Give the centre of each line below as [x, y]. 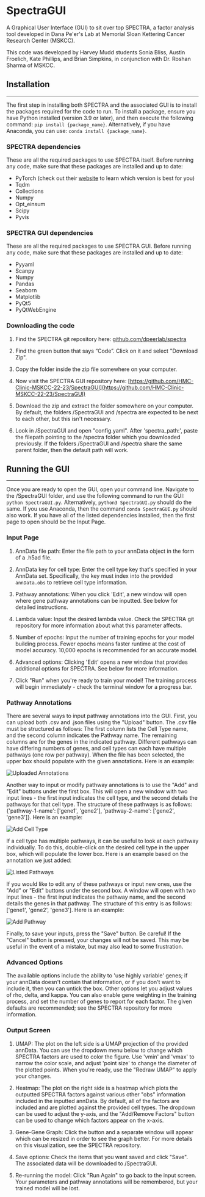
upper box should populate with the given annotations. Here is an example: [100, 761]
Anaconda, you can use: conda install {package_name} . [77, 131]
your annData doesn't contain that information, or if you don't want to [94, 982]
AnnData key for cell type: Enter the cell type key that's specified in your [106, 569]
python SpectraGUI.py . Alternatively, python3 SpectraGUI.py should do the [99, 502]
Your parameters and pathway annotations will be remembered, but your [106, 1182]
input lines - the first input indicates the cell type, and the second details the [102, 798]
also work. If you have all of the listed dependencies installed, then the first [101, 516]
